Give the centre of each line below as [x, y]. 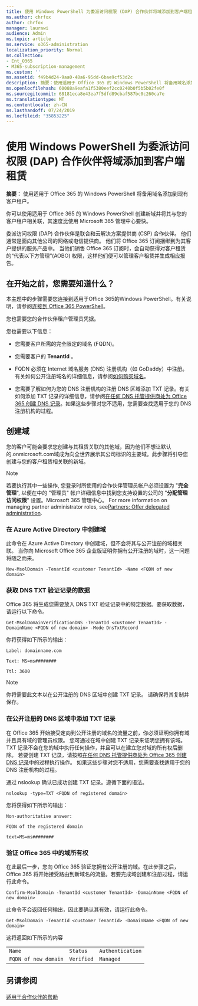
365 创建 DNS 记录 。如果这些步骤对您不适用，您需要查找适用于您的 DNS [103, 404]
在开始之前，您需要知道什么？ [60, 284]
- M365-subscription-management [46, 66]
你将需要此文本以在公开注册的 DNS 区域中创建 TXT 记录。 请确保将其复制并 [98, 694]
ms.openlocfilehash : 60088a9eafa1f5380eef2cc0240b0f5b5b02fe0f [85, 89]
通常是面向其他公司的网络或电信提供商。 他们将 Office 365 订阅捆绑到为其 [96, 241]
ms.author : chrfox [29, 17]
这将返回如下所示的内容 [34, 938]
